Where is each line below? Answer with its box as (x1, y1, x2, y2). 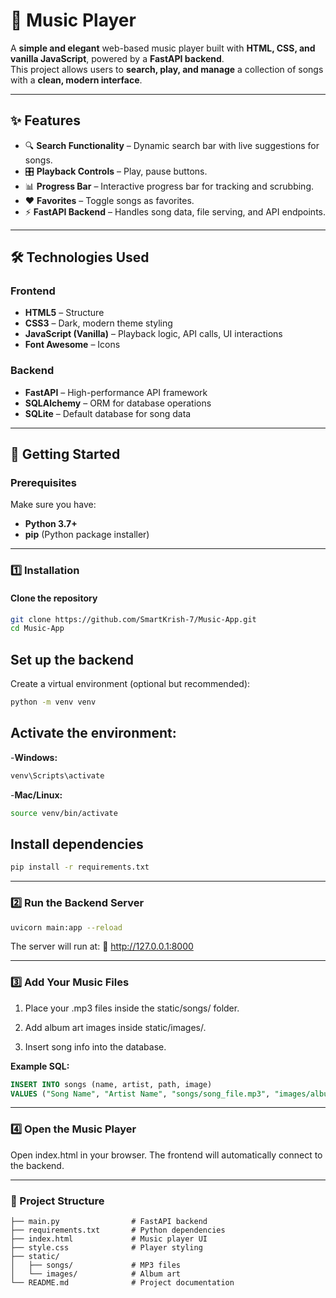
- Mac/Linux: (10, 789, 63, 801)
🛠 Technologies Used (10, 249, 150, 266)
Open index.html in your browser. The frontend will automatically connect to (10, 1149, 323, 1161)
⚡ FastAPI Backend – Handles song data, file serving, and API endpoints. (24, 205, 327, 218)
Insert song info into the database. (24, 1040, 167, 1053)
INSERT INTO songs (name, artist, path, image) (10, 1079, 213, 1089)
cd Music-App (10, 624, 65, 634)
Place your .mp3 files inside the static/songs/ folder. (24, 1002, 240, 1014)
